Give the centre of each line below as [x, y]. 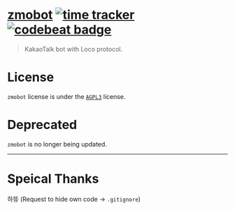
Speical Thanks [53, 179]
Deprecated [42, 125]
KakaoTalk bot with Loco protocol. [73, 49]
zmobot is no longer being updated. [57, 144]
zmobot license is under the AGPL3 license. [66, 96]
